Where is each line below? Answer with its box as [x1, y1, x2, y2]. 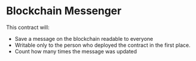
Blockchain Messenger [6, 4, 122, 18]
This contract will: [6, 24, 50, 31]
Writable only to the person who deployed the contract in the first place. [14, 41, 191, 49]
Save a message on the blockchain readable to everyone [14, 35, 153, 42]
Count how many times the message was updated [14, 47, 137, 54]
